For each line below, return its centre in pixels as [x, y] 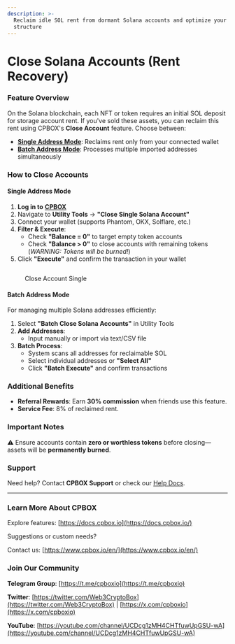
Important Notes [36, 427]
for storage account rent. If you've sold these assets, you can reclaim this [113, 120]
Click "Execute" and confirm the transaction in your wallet [102, 259]
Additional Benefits [41, 387]
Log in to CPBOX [42, 206]
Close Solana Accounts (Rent [94, 61]
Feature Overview [38, 98]
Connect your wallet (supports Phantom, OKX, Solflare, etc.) [104, 222]
